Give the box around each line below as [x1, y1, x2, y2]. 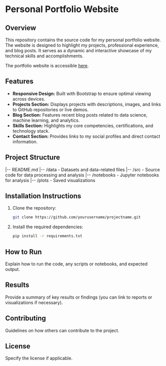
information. [12, 138, 38, 144]
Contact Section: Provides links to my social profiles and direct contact [12, 133, 160, 139]
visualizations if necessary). [5, 299, 63, 305]
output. [5, 266, 20, 272]
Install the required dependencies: [12, 224, 84, 230]
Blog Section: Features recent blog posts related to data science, [12, 112, 148, 118]
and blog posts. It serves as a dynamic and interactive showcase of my [5, 48, 152, 53]
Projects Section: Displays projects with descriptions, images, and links [12, 101, 161, 107]
